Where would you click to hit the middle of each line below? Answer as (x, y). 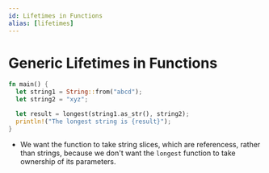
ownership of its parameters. (68, 161)
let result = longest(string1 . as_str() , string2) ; (103, 114)
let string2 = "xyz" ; (52, 100)
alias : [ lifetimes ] (41, 23)
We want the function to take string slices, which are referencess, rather (140, 144)
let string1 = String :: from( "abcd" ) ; (79, 92)
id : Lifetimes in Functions (56, 16)
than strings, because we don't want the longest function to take (128, 153)
